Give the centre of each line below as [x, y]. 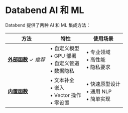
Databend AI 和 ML [45, 10]
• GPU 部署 [63, 55]
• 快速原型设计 [103, 84]
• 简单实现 [98, 99]
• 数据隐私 [62, 70]
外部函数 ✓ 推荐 [26, 59]
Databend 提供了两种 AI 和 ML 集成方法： [48, 25]
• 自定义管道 [65, 63]
